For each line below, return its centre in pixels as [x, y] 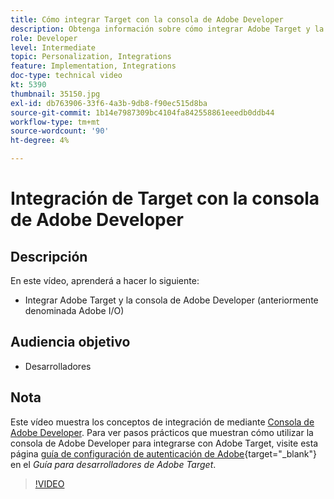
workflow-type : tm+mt [55, 122]
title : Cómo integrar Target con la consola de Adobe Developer [147, 19]
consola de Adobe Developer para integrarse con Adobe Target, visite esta [164, 443]
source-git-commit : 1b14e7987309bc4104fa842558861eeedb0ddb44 [142, 112]
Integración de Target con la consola [165, 198]
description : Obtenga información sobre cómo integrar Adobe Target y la [167, 29]
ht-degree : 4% [40, 141]
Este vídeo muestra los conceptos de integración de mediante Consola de [162, 422]
